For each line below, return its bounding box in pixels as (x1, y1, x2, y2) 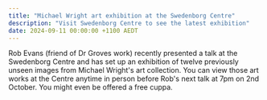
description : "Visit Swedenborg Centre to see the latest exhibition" (8, 19, 250, 27)
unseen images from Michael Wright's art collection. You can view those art (8, 66, 259, 75)
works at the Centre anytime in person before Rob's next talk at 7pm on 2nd (8, 74, 260, 84)
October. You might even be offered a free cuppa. (8, 82, 173, 92)
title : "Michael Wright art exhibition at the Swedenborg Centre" (8, 11, 236, 20)
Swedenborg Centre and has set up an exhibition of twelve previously (8, 57, 239, 66)
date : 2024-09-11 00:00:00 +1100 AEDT (8, 26, 138, 34)
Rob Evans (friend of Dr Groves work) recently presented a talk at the (8, 49, 238, 58)
